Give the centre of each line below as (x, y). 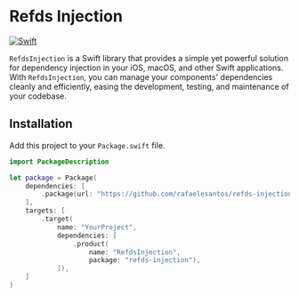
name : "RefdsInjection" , (134, 252)
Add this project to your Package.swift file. (87, 145)
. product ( (91, 244)
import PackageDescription (59, 162)
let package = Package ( (53, 178)
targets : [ (45, 211)
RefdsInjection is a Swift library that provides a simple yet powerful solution (149, 58)
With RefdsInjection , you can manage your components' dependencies (141, 76)
